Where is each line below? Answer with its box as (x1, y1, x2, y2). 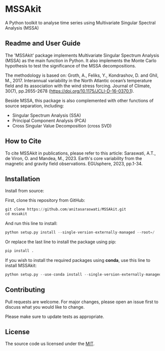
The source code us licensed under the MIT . (5, 341, 95, 347)
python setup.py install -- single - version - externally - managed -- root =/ (5, 230, 155, 235)
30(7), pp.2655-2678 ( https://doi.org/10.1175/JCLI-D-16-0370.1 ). (5, 88, 134, 94)
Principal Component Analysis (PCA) (12, 117, 87, 124)
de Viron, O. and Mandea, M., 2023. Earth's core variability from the (5, 155, 142, 161)
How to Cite (5, 137, 42, 146)
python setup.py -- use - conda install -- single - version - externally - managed (5, 272, 162, 277)
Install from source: (5, 188, 44, 194)
